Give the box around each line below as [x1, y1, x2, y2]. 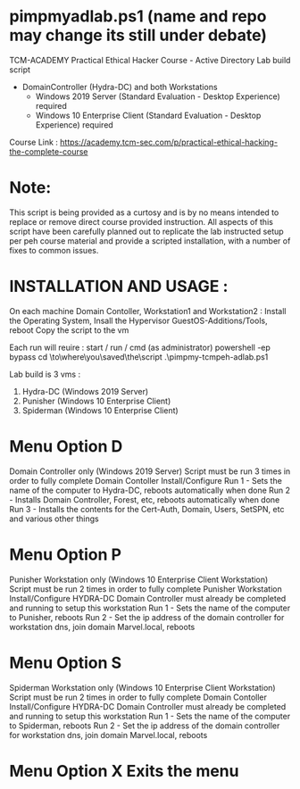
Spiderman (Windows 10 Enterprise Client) [21, 404, 179, 416]
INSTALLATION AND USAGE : [9, 277, 229, 296]
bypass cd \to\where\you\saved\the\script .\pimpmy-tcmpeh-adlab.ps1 [9, 351, 269, 362]
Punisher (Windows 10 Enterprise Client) [21, 395, 171, 406]
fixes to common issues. [9, 245, 99, 255]
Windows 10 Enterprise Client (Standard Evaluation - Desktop [35, 110, 262, 120]
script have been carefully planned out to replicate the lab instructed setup [9, 226, 284, 237]
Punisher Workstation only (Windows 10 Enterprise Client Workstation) [9, 574, 269, 585]
